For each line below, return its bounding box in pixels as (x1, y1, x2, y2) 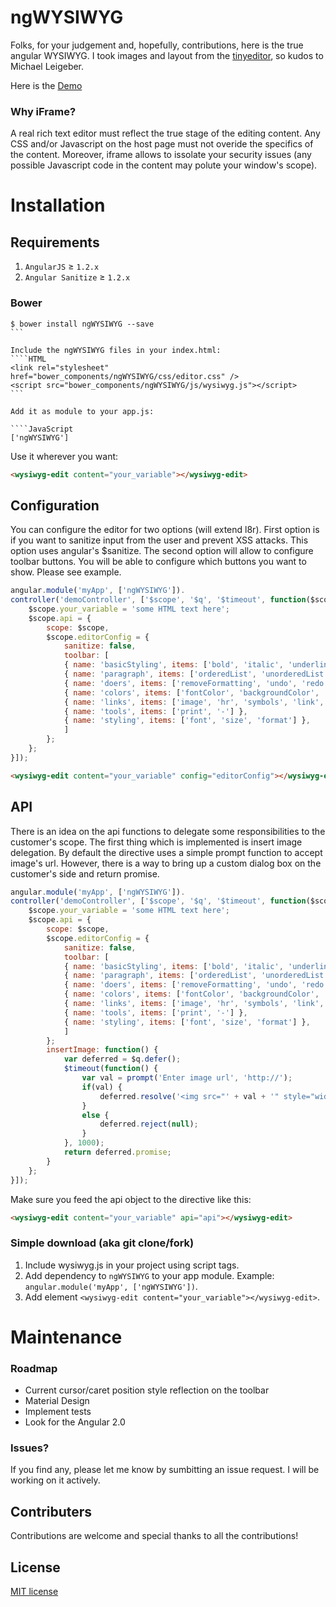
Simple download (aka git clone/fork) (10, 1236, 195, 1250)
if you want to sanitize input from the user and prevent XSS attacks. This (10, 534, 309, 546)
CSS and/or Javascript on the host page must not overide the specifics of (10, 138, 314, 150)
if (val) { (81, 1082, 123, 1092)
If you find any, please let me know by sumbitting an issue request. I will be (10, 1464, 320, 1476)
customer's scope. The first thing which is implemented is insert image (10, 836, 303, 848)
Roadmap (10, 1361, 58, 1375)
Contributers (10, 1503, 93, 1520)
